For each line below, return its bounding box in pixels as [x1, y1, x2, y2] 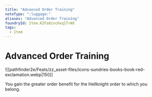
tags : [5, 25, 16, 30]
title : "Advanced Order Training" [5, 7, 75, 12]
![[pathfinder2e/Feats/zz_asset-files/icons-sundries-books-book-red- [5, 66, 145, 72]
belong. [5, 86, 20, 92]
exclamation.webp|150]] [5, 71, 53, 78]
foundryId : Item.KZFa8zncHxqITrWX [5, 20, 75, 26]
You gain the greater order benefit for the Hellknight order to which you [5, 81, 148, 87]
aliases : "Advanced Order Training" [5, 16, 79, 21]
